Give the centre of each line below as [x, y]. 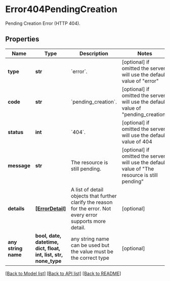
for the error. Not [91, 208]
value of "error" [140, 81]
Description [94, 53]
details [16, 208]
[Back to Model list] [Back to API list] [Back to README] [63, 273]
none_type [48, 261]
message [19, 165]
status [16, 132]
